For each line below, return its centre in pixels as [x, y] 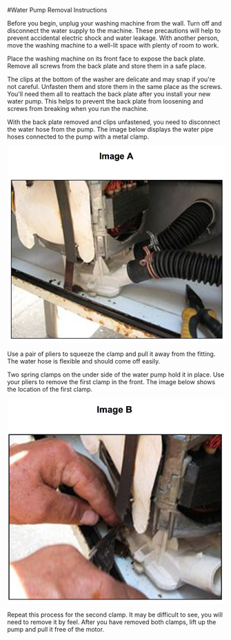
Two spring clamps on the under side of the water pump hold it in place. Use [116, 374]
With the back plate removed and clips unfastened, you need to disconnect [114, 122]
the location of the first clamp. [50, 389]
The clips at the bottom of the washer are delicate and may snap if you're [111, 79]
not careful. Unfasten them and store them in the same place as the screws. [115, 87]
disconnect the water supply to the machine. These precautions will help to [114, 31]
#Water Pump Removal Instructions [57, 10]
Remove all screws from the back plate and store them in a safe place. [107, 66]
